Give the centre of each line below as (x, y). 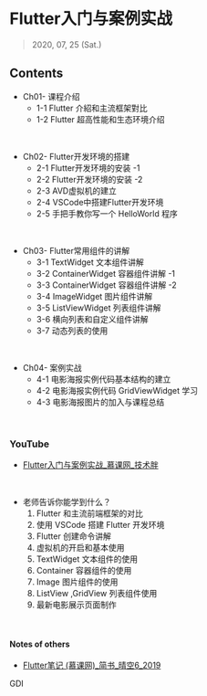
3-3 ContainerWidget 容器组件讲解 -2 (107, 285)
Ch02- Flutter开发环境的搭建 (76, 156)
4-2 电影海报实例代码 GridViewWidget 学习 (117, 390)
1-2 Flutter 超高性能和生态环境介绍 (101, 119)
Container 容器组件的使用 (84, 571)
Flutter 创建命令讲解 (73, 536)
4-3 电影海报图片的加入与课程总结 (100, 402)
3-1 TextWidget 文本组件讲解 (90, 262)
